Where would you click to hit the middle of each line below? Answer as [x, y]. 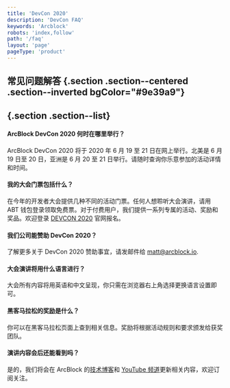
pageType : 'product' [37, 52]
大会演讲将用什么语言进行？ [46, 269]
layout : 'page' [29, 45]
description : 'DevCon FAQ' [46, 20]
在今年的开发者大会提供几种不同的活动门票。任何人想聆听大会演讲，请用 [109, 201]
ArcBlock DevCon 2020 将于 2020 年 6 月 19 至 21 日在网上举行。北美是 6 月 [115, 150]
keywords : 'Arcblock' [38, 26]
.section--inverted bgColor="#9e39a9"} [96, 92]
